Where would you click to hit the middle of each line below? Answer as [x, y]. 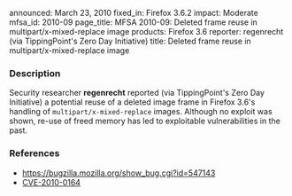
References [35, 153]
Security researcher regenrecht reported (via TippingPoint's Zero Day [137, 93]
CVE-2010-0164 [51, 182]
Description [35, 73]
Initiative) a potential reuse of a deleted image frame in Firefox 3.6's [132, 102]
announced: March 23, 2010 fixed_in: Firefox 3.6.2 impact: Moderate [134, 13]
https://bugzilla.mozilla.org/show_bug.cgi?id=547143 [119, 173]
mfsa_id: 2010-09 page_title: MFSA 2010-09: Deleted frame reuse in [134, 22]
